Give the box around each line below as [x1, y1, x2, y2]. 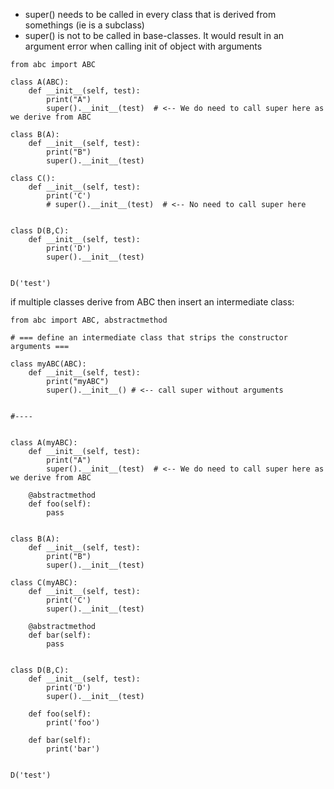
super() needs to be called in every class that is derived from [24, 9, 277, 20]
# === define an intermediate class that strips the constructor [10, 333, 288, 343]
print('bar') [46, 744, 101, 754]
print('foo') [46, 718, 101, 728]
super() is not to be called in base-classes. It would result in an [24, 30, 285, 41]
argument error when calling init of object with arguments [24, 40, 263, 52]
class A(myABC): [10, 438, 78, 448]
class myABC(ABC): [10, 359, 87, 369]
